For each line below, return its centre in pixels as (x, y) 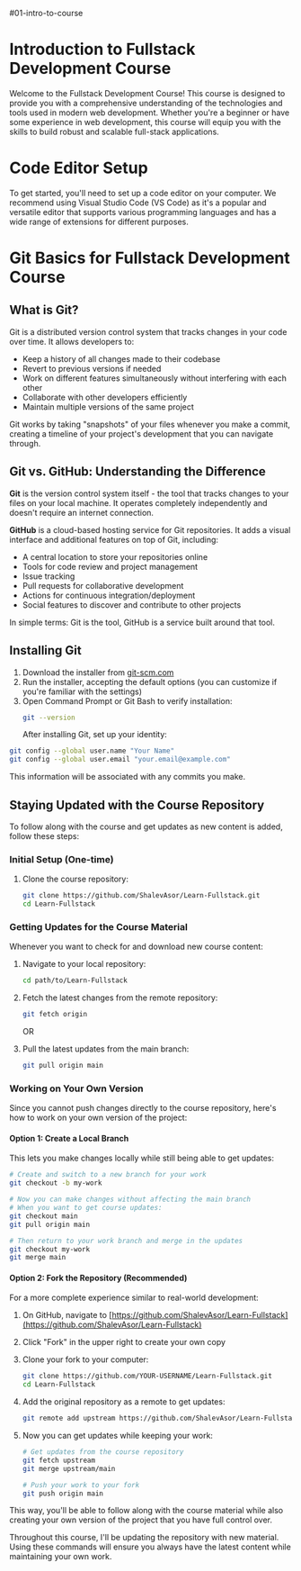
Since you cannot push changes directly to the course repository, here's (143, 1108)
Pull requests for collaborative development (103, 585)
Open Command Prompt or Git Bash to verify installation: (127, 700)
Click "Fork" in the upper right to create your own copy (124, 1342)
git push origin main (62, 1494)
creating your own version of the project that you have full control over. (141, 1520)
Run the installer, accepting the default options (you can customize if (150, 682)
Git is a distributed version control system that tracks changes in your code (148, 331)
